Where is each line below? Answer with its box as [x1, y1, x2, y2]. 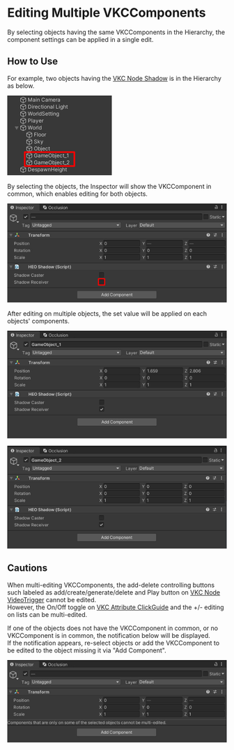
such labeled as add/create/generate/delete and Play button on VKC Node [7, 588, 221, 597]
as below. [7, 82, 35, 90]
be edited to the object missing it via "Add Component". [7, 646, 166, 655]
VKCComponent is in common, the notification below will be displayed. [7, 631, 210, 639]
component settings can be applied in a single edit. [7, 35, 154, 43]
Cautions [7, 562, 47, 574]
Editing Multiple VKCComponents [7, 5, 206, 21]
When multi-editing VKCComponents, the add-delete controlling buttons [7, 581, 214, 589]
